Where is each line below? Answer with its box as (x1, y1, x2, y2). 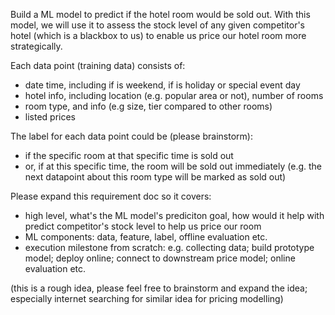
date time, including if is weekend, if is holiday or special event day (24, 79, 301, 91)
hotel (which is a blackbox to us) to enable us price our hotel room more (10, 30, 307, 41)
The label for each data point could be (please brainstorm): (10, 130, 253, 142)
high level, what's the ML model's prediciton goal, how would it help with (24, 210, 325, 221)
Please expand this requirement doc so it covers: (10, 190, 212, 202)
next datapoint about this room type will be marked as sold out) (24, 171, 287, 183)
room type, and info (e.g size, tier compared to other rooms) (24, 100, 273, 112)
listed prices (24, 111, 77, 123)
